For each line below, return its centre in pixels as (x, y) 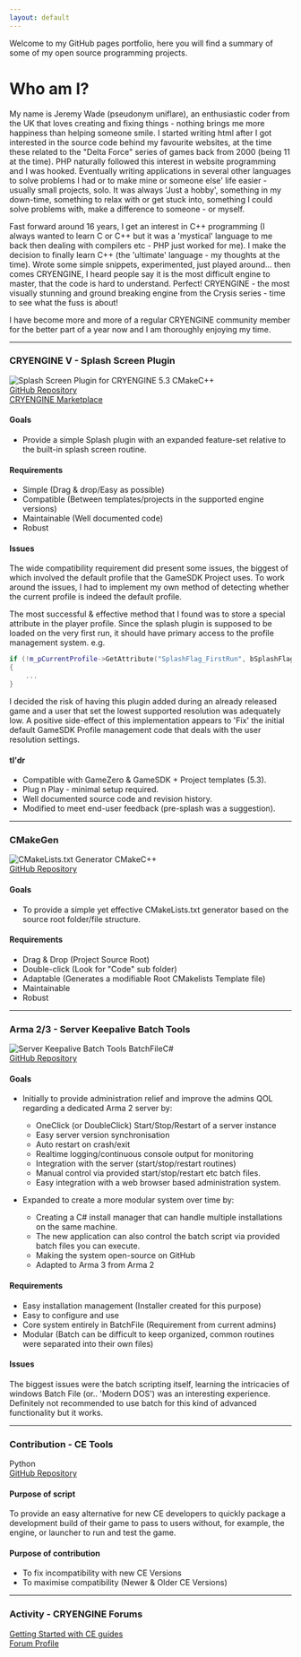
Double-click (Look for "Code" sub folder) (99, 969)
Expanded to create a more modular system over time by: (128, 1200)
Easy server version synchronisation (103, 1135)
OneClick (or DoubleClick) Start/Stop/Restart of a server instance (156, 1126)
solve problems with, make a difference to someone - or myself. (127, 209)
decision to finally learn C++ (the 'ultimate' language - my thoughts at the (145, 255)
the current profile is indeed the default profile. (95, 597)
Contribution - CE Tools (61, 1444)
